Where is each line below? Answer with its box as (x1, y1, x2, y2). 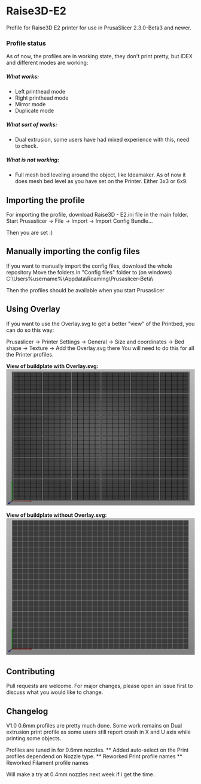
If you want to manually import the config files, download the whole (6, 262, 172, 270)
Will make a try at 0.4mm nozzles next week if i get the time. (6, 771, 155, 778)
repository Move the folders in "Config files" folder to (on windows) (6, 268, 172, 276)
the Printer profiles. (6, 351, 54, 358)
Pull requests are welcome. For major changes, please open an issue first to (6, 683, 193, 690)
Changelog (6, 706, 48, 716)
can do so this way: (6, 326, 54, 334)
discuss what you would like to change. (6, 689, 103, 696)
